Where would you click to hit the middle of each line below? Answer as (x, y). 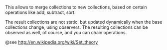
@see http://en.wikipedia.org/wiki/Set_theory (52, 42)
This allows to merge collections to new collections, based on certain (76, 7)
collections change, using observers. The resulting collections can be (77, 27)
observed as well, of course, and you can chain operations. (66, 32)
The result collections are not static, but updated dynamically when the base (84, 22)
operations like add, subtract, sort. (40, 12)
